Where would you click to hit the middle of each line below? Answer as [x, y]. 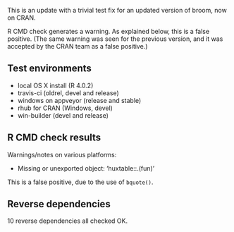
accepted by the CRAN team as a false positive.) [78, 46]
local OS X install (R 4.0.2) [55, 85]
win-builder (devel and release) [63, 115]
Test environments [49, 69]
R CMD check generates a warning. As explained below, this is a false [109, 31]
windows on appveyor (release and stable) [79, 100]
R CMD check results [54, 138]
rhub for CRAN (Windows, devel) [65, 108]
